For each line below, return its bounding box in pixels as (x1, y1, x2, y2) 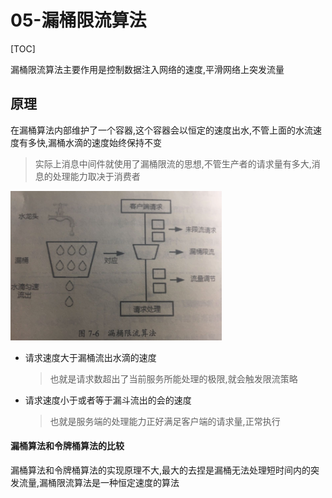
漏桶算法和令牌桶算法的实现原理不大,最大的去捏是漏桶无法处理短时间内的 (10, 464, 312, 476)
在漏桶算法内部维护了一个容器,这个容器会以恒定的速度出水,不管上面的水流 (10, 124, 314, 136)
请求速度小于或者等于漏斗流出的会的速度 (24, 394, 192, 406)
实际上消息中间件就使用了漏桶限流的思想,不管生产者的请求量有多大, (34, 157, 312, 170)
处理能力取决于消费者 (52, 170, 141, 182)
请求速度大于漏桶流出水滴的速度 (24, 351, 157, 363)
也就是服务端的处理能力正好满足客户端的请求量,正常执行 (49, 415, 281, 427)
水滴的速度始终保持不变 (65, 136, 163, 148)
